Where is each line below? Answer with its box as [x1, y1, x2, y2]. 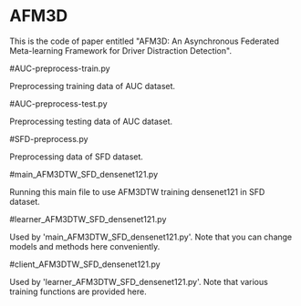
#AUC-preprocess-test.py [9, 97, 108, 109]
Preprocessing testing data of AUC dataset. [9, 116, 173, 127]
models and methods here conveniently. [9, 240, 161, 251]
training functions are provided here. [9, 286, 148, 297]
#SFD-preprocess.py [9, 133, 88, 144]
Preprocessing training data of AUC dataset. [9, 80, 176, 91]
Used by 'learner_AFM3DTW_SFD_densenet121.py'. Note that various [9, 276, 269, 287]
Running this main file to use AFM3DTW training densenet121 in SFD [9, 186, 265, 197]
